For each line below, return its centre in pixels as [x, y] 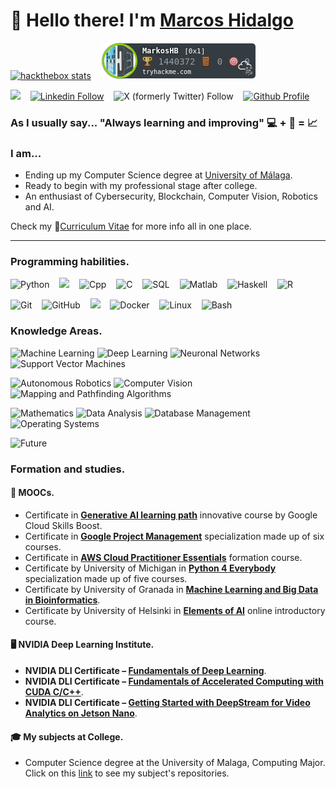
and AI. [39, 207]
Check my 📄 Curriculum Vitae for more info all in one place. [131, 226]
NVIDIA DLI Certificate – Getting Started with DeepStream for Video [167, 703]
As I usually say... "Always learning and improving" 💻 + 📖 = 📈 [164, 122]
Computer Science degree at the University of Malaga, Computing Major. [175, 763]
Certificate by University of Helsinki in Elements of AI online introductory [175, 610]
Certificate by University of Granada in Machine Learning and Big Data [171, 589]
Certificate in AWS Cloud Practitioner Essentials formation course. [163, 557]
